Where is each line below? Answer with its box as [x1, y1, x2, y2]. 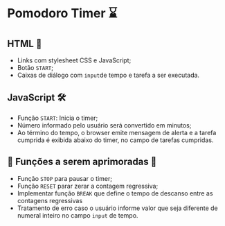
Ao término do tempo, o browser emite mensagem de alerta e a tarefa [17, 128, 217, 137]
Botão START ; [17, 64, 54, 71]
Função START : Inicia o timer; [17, 114, 98, 122]
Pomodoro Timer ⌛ [7, 6, 118, 21]
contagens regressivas [17, 196, 83, 205]
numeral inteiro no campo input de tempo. [17, 211, 138, 219]
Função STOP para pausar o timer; [17, 174, 113, 182]
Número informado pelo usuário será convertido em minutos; [17, 121, 192, 129]
